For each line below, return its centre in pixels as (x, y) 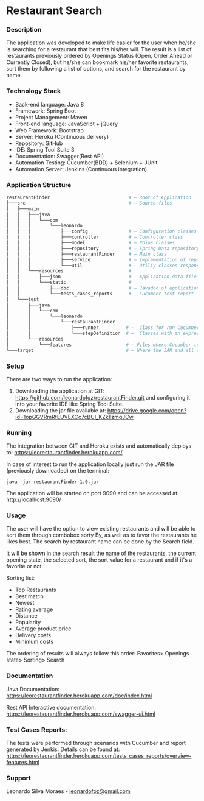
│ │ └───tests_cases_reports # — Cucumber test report (100, 294)
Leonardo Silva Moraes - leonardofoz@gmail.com (68, 791)
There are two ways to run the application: (59, 379)
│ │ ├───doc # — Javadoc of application (103, 288)
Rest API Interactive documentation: (51, 707)
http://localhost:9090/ (34, 499)
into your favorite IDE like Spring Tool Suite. (69, 404)
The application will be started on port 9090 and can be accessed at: (93, 493)
